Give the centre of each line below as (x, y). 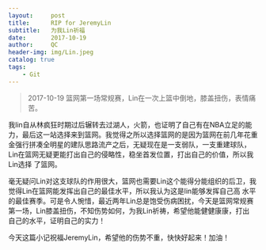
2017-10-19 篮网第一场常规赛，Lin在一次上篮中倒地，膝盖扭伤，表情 (138, 98)
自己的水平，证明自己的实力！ (57, 220)
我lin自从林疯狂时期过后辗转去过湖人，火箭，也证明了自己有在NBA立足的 (127, 124)
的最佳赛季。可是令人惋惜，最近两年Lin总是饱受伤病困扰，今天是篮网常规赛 (131, 201)
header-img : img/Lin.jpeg (51, 52)
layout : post (37, 15)
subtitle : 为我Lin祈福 (47, 30)
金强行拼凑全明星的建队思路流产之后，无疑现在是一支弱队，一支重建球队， (129, 144)
